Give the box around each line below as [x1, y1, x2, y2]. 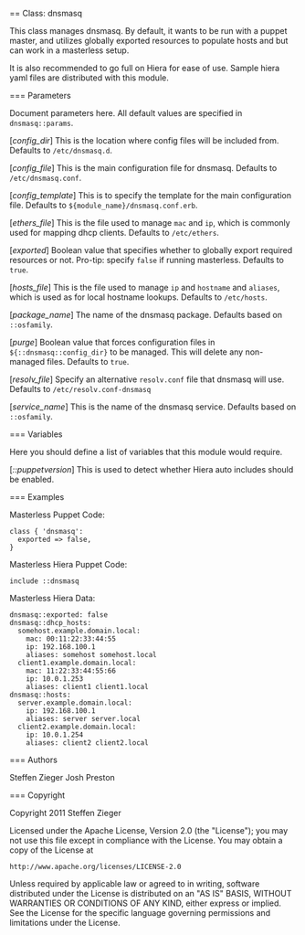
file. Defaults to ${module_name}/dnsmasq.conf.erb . [9, 200, 198, 210]
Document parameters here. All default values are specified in [9, 108, 243, 118]
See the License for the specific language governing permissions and [9, 908, 271, 918]
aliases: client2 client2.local [26, 738, 149, 748]
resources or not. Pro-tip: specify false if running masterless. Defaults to [9, 255, 285, 265]
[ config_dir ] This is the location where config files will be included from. [9, 135, 279, 145]
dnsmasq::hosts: [9, 690, 71, 699]
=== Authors [9, 754, 58, 765]
